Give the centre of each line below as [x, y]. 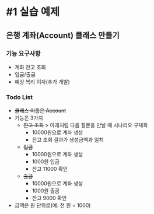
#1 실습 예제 [33, 12]
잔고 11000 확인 [50, 169]
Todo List [20, 97]
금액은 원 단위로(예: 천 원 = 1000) [52, 205]
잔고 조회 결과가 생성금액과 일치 [68, 140]
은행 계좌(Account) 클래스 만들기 [63, 35]
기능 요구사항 [23, 53]
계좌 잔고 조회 [30, 67]
